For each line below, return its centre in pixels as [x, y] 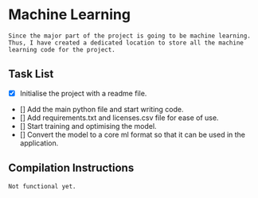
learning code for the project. [62, 49]
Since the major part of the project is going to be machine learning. [129, 36]
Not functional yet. [43, 186]
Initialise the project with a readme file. [83, 93]
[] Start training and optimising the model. [88, 126]
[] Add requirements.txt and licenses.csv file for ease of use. [119, 118]
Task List [31, 74]
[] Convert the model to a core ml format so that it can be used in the [132, 134]
